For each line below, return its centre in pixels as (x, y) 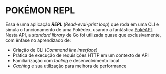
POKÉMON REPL (40, 11)
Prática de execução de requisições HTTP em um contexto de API (81, 55)
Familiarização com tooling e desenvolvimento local (66, 60)
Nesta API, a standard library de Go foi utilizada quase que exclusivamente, (83, 35)
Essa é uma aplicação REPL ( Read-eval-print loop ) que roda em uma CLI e (82, 24)
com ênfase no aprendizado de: (38, 40)
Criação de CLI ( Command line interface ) (55, 50)
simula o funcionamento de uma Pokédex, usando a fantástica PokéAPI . (79, 29)
